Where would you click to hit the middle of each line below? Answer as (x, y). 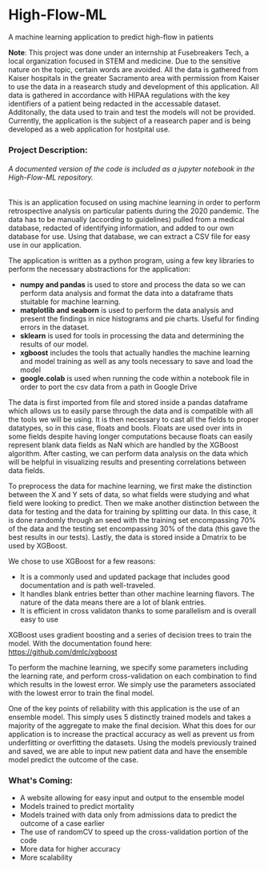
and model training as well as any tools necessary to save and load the (136, 362)
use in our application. (45, 245)
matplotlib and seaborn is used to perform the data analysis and (127, 310)
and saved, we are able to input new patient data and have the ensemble (128, 751)
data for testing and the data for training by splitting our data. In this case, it (133, 512)
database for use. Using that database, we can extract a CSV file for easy (129, 237)
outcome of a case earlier (62, 823)
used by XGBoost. (38, 546)
